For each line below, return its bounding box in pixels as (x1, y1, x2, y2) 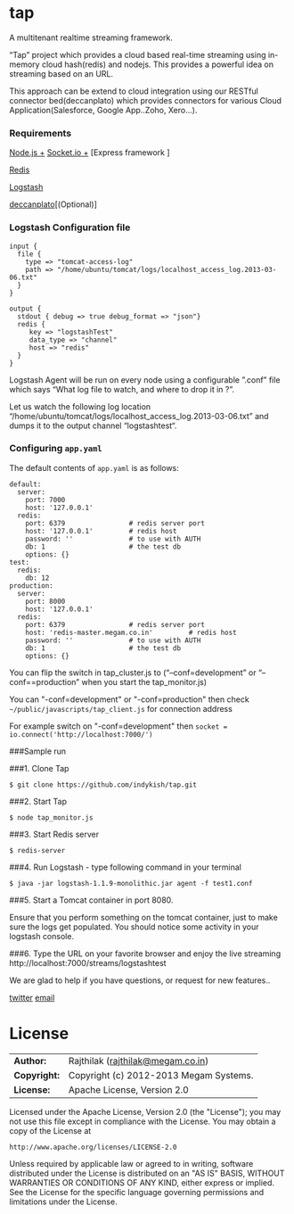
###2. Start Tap (9, 796, 68, 806)
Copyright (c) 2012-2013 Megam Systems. (68, 1069, 254, 1081)
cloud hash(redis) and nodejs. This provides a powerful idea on (41, 59, 274, 70)
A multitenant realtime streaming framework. (9, 32, 174, 43)
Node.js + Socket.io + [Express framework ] (9, 147, 171, 158)
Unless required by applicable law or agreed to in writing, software (9, 1158, 254, 1169)
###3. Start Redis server (9, 829, 100, 839)
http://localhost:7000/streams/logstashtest (9, 957, 167, 968)
